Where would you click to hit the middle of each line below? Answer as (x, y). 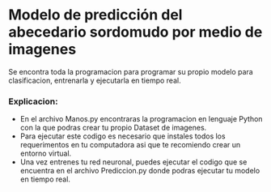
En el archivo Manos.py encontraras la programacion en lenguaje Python (141, 119)
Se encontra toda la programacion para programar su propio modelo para (131, 71)
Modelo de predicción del (95, 15)
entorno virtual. (46, 154)
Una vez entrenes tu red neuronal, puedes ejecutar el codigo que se (133, 162)
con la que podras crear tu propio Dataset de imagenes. (113, 128)
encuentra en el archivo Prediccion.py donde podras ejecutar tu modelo (140, 171)
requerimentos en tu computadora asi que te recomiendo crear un (130, 145)
